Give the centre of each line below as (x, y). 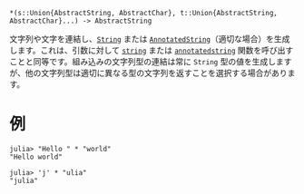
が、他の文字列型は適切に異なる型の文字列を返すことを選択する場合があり (148, 73)
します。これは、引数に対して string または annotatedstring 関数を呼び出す (152, 50)
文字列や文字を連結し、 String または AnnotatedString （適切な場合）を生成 (150, 39)
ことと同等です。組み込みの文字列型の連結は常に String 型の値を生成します (151, 62)
